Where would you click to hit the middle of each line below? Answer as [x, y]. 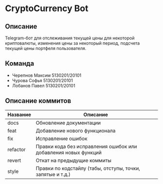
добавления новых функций [69, 152]
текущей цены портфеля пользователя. [46, 48]
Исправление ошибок [62, 138]
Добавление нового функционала [75, 131]
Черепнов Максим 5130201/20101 [47, 75]
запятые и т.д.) [53, 174]
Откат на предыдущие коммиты [73, 160]
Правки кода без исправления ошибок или [86, 146]
